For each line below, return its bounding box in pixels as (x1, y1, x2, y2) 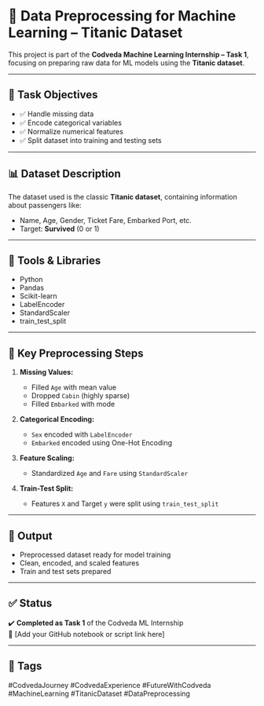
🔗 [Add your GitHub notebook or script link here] (8, 629, 165, 638)
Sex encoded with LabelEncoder (31, 430, 133, 439)
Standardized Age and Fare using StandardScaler (31, 469, 189, 478)
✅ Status (8, 597, 53, 610)
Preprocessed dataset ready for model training (19, 550, 171, 559)
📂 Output (8, 529, 53, 543)
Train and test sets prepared (19, 567, 112, 576)
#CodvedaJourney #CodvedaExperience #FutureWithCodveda (8, 680, 211, 690)
